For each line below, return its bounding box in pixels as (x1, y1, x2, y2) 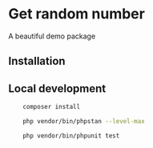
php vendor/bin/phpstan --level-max (22, 118, 146, 126)
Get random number (8, 5, 146, 23)
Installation (8, 54, 66, 68)
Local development (8, 82, 107, 95)
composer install (22, 103, 81, 111)
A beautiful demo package (8, 31, 96, 41)
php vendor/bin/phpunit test (22, 131, 120, 140)
